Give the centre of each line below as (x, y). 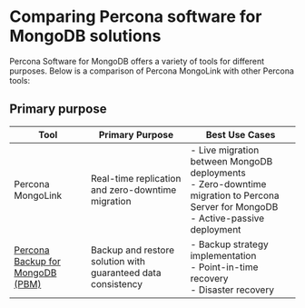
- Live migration (225, 150)
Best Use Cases (241, 134)
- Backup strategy (230, 244)
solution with (118, 261)
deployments (218, 173)
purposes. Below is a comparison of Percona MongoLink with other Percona (152, 71)
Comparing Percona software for (136, 17)
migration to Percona (235, 195)
